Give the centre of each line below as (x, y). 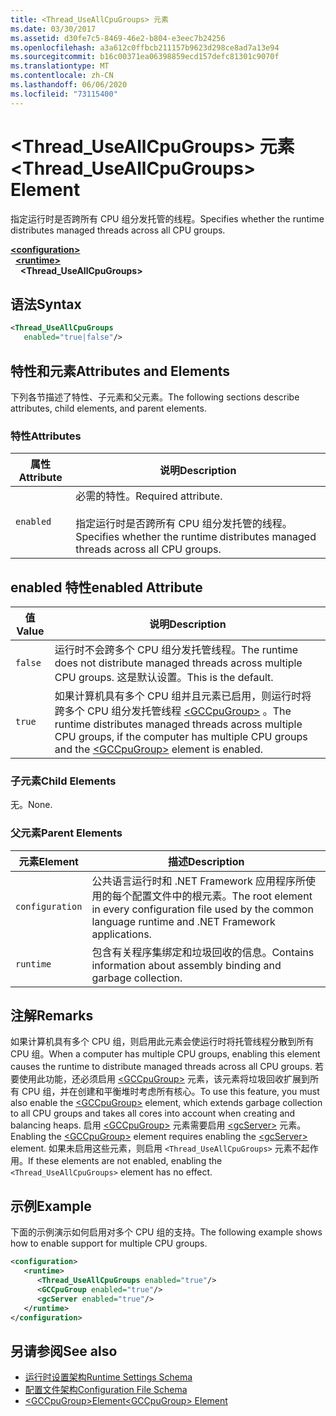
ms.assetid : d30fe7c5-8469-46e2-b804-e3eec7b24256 (118, 38)
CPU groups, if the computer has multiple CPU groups (181, 737)
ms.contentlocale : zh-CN (62, 76)
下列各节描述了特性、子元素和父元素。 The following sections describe (155, 397)
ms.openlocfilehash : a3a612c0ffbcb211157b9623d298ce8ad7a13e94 (145, 47)
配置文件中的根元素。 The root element (222, 896)
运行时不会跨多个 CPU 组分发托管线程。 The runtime (176, 650)
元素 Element (48, 861)
